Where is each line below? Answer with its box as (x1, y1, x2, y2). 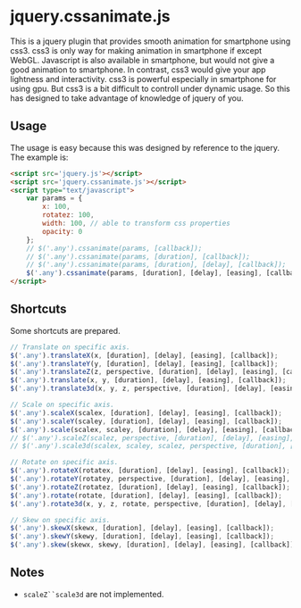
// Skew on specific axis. (10, 515, 111, 524)
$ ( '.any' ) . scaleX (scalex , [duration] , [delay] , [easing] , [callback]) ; (10, 408, 282, 417)
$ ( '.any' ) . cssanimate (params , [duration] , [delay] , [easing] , (26, 269, 263, 278)
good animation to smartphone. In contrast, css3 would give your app (10, 64, 266, 75)
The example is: (10, 152, 69, 162)
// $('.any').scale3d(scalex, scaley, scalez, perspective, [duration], (10, 442, 287, 451)
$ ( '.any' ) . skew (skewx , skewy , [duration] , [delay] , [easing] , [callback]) (10, 540, 295, 550)
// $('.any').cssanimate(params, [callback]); (26, 244, 203, 253)
